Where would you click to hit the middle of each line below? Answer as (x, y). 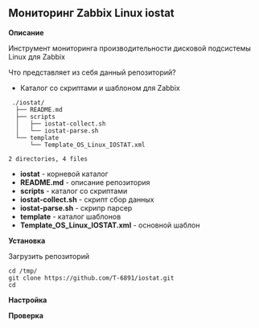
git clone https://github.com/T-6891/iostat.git (91, 278)
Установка (27, 240)
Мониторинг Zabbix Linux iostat (91, 13)
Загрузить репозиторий (49, 256)
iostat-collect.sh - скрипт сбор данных (87, 199)
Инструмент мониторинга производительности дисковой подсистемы (130, 48)
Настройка (28, 300)
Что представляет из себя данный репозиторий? (92, 72)
